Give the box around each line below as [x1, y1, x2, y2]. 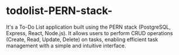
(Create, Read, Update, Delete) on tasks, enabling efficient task [6, 36, 159, 43]
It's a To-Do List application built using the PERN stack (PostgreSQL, [6, 23, 171, 30]
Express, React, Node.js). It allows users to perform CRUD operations [6, 29, 173, 36]
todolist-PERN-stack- [6, 4, 113, 18]
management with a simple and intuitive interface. [6, 42, 126, 49]
